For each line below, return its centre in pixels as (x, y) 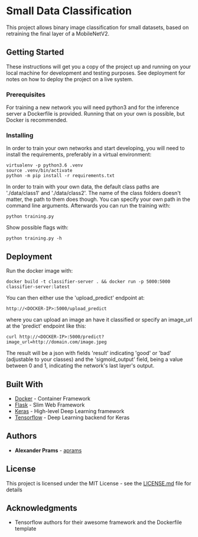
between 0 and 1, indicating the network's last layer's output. (80, 366)
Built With (25, 384)
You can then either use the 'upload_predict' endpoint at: (75, 298)
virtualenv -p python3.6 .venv (45, 165)
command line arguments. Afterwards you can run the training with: (88, 206)
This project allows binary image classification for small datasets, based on (98, 27)
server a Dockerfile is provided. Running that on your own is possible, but (95, 114)
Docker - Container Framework (52, 398)
